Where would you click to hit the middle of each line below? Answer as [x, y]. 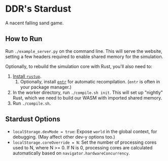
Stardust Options [33, 119]
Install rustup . [27, 76]
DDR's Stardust [38, 9]
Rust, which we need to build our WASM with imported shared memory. [87, 98]
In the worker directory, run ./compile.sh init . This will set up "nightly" [88, 92]
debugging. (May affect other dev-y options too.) [64, 137]
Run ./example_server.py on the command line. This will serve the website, [84, 51]
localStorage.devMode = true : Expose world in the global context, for [85, 131]
